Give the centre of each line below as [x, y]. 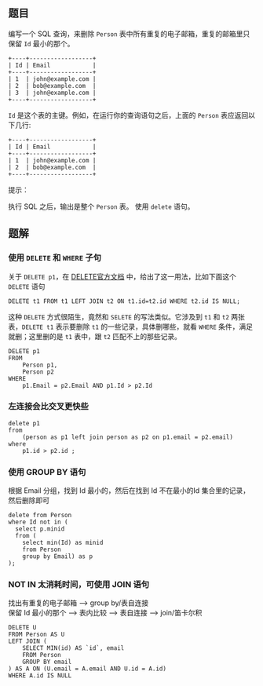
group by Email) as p [57, 556]
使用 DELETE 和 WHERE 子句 [55, 258]
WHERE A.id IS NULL [40, 676]
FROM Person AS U [37, 635]
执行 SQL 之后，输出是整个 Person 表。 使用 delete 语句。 [101, 206]
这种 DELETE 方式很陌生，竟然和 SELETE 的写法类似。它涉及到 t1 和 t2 [119, 316]
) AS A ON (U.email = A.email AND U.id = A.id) [88, 669]
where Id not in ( [38, 522]
